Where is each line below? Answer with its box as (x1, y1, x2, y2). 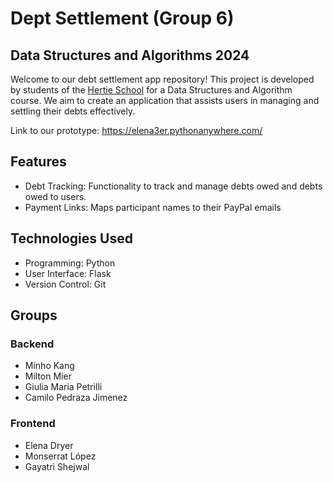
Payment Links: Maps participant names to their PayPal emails (24, 201, 282, 213)
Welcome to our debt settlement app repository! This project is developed (10, 73, 315, 85)
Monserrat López (24, 450, 97, 462)
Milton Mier (24, 370, 72, 382)
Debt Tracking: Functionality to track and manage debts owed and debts (24, 180, 323, 192)
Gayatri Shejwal (24, 460, 90, 472)
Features (10, 153, 67, 171)
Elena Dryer (24, 439, 74, 451)
